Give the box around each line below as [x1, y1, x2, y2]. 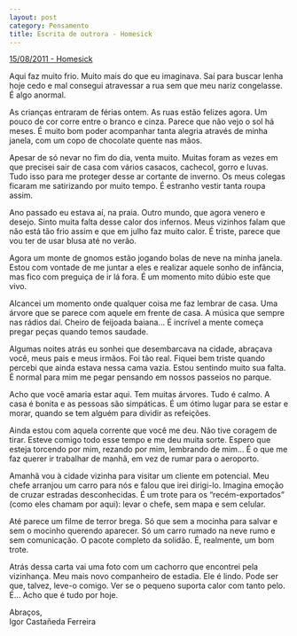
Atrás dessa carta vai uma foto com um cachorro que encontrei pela [9, 561, 259, 572]
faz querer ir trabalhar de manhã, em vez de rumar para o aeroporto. [9, 453, 260, 464]
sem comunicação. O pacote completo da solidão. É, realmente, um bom [9, 535, 275, 546]
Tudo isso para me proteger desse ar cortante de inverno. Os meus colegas [9, 171, 286, 182]
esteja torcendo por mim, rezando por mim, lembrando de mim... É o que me [9, 444, 288, 455]
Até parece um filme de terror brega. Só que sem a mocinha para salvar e [9, 516, 277, 527]
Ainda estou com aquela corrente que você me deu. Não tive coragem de [9, 425, 277, 436]
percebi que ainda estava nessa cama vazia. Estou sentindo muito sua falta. [9, 363, 286, 373]
